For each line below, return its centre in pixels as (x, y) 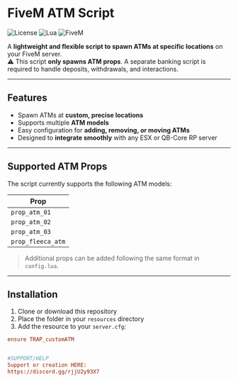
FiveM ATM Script (61, 13)
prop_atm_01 (31, 212)
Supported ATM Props (57, 167)
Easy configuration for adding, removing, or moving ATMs (103, 130)
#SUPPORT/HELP (28, 359)
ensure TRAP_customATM (41, 339)
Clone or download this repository (67, 311)
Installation (33, 294)
